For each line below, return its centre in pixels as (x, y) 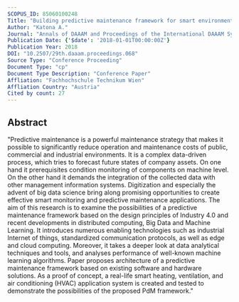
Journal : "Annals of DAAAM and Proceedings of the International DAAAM (116, 34)
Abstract (27, 122)
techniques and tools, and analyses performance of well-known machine (114, 253)
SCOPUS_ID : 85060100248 (43, 14)
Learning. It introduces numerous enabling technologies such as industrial (116, 230)
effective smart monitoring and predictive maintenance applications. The (114, 199)
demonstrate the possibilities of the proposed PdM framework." (100, 291)
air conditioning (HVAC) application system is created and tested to (106, 283)
